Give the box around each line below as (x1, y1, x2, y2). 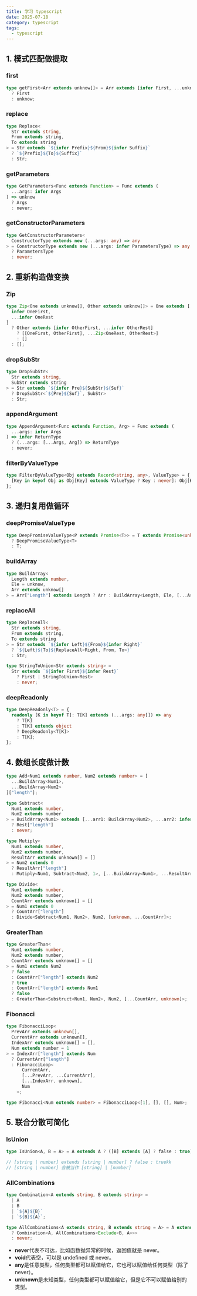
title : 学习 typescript (6, 8, 63, 15)
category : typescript (6, 19, 59, 25)
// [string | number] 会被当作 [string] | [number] (6, 1165, 132, 1171)
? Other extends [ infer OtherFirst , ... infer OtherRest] (11, 325, 154, 331)
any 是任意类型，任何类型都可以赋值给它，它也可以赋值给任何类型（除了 (14, 1261, 189, 1268)
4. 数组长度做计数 (6, 757, 69, 767)
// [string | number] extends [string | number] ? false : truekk (6, 1159, 172, 1166)
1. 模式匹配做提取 (6, 53, 68, 63)
